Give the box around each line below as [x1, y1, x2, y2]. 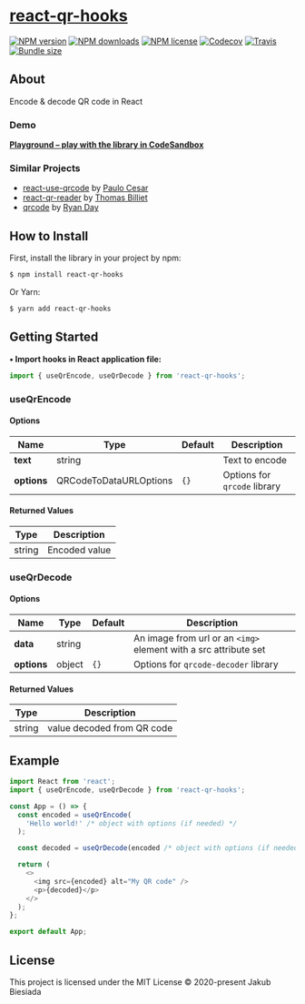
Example [9, 753, 60, 768]
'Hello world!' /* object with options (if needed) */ [25, 818, 238, 828]
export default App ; [9, 928, 88, 937]
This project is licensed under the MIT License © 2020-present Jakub [9, 977, 271, 988]
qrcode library [222, 480, 281, 492]
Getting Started [9, 330, 99, 345]
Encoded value [47, 543, 112, 556]
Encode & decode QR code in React [9, 96, 143, 106]
